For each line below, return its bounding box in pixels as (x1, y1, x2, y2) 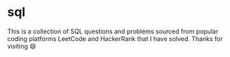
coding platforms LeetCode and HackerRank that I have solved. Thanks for (7, 34, 223, 42)
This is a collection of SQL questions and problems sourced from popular (7, 27, 219, 35)
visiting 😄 (7, 42, 36, 50)
